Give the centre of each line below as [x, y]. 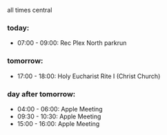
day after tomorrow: [41, 94]
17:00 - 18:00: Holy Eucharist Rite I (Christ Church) [89, 76]
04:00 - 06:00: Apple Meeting [60, 109]
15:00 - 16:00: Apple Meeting [58, 123]
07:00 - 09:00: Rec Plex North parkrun [72, 43]
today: [18, 28]
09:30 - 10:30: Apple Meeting [59, 116]
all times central [30, 10]
